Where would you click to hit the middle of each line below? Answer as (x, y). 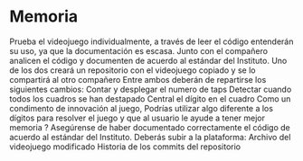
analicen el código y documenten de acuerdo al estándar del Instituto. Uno (148, 60)
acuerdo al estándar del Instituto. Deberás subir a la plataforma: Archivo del (150, 137)
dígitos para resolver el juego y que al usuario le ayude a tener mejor (137, 118)
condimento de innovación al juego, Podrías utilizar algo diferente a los (142, 108)
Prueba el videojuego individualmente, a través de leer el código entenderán (151, 41)
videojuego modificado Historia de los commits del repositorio (125, 147)
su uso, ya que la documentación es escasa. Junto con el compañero (139, 50)
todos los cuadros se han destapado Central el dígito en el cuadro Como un (150, 98)
